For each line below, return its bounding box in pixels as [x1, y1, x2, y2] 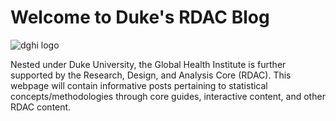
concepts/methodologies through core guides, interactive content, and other [10, 90, 326, 102]
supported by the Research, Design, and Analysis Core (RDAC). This [10, 69, 292, 81]
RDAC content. [10, 101, 72, 113]
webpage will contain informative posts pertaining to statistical [10, 79, 268, 91]
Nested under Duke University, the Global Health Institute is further [10, 58, 287, 70]
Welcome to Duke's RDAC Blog [10, 6, 270, 29]
